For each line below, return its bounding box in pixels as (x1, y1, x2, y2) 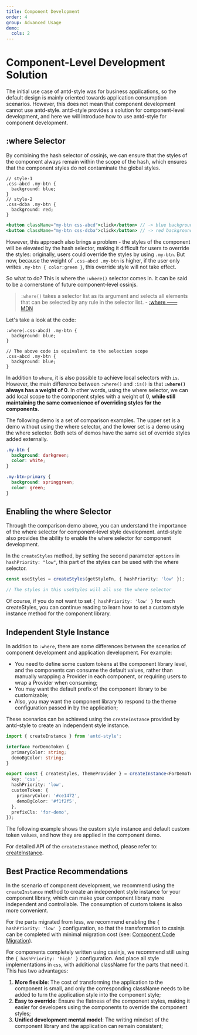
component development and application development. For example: (6, 649, 172, 656)
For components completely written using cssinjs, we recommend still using (6, 948, 189, 956)
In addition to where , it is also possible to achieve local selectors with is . (6, 374, 179, 381)
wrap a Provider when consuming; (14, 679, 98, 686)
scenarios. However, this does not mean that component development (6, 101, 176, 108)
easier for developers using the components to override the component (14, 1004, 188, 1011)
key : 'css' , (11, 777, 41, 782)
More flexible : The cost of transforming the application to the (14, 978, 163, 986)
